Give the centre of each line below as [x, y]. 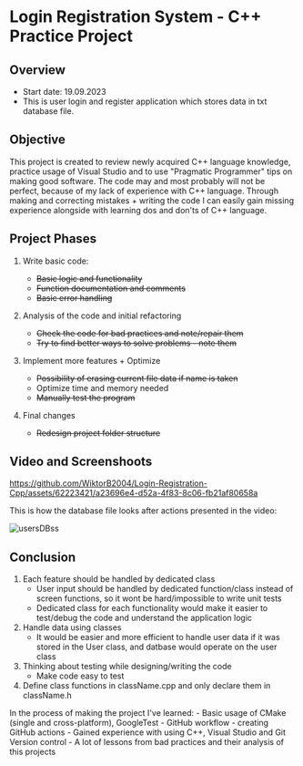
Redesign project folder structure [98, 433]
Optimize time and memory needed [102, 388]
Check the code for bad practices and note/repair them [140, 333]
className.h [47, 696]
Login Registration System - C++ [136, 17]
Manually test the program [86, 398]
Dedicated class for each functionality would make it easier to [152, 608]
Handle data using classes [72, 627]
